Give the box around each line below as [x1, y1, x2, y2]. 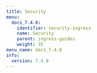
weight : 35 [17, 42, 44, 48]
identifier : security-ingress [17, 25, 92, 31]
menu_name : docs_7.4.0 [6, 47, 62, 53]
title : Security [6, 8, 46, 15]
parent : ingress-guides [17, 36, 76, 42]
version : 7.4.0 [11, 58, 49, 64]
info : [6, 52, 20, 58]
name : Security [17, 31, 54, 36]
